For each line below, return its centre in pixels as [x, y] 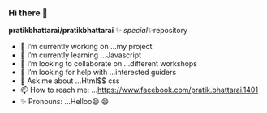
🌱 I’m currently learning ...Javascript [81, 55]
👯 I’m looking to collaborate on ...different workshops [108, 64]
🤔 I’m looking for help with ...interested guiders [98, 73]
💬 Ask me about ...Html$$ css [70, 81]
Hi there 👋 [28, 13]
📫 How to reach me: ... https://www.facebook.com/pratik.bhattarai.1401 [139, 90]
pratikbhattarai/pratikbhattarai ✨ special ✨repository [98, 31]
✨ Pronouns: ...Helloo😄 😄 [65, 102]
